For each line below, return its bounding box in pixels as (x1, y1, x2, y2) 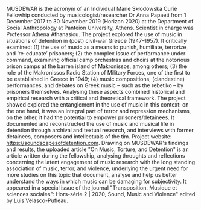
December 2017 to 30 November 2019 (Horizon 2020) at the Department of (6, 18, 194, 25)
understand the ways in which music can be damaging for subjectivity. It (6, 178, 187, 185)
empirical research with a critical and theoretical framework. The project (6, 94, 186, 102)
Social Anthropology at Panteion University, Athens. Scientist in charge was (6, 24, 194, 31)
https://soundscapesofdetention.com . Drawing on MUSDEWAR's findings (6, 140, 189, 146)
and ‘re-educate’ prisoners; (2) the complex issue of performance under (6, 50, 186, 57)
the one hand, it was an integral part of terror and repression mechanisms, (6, 108, 191, 114)
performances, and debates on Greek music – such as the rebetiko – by (6, 82, 184, 89)
